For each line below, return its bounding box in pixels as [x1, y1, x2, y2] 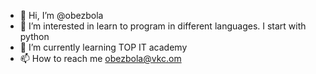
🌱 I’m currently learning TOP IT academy [19, 41, 188, 53]
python [19, 31, 50, 42]
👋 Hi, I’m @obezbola [19, 10, 104, 21]
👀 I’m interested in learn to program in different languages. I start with [19, 20, 307, 32]
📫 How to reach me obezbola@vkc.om [19, 53, 182, 64]
